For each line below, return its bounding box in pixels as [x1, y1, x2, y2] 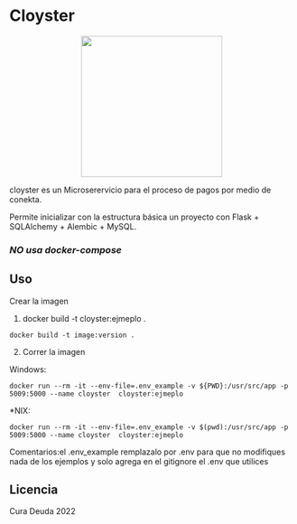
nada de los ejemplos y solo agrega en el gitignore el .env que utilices [9, 455, 269, 466]
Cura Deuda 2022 [9, 506, 76, 517]
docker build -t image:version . [9, 331, 135, 340]
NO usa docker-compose [9, 243, 122, 256]
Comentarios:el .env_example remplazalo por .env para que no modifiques [9, 446, 286, 457]
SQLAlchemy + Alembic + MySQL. [9, 220, 137, 231]
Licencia [9, 482, 59, 498]
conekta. [9, 193, 42, 204]
